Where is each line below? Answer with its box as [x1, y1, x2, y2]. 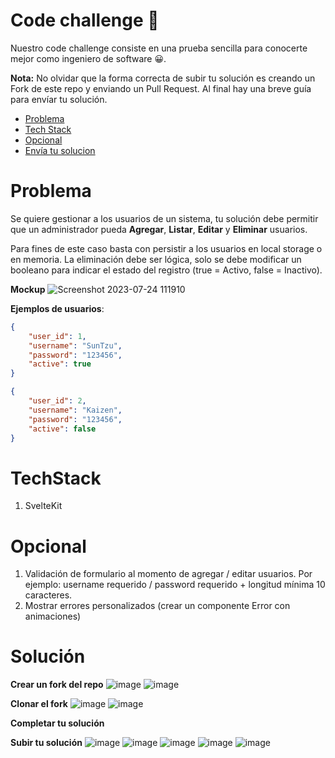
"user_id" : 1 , [28, 331, 87, 341]
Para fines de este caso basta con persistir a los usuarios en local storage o [10, 242, 323, 254]
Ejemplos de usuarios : [10, 302, 105, 314]
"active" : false [28, 424, 97, 434]
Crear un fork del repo [10, 679, 104, 691]
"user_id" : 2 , [28, 396, 87, 406]
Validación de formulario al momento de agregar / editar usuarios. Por [24, 568, 313, 580]
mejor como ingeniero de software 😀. [10, 52, 167, 64]
